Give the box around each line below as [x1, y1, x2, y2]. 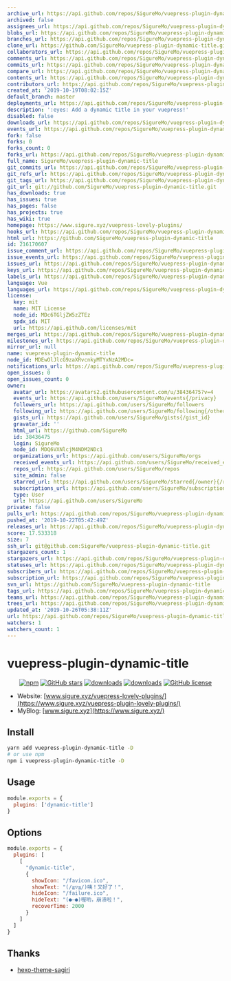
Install [7, 726, 34, 738]
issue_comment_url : [7, 248, 63, 255]
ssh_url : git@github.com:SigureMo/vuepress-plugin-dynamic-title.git [7, 542, 211, 549]
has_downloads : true [7, 190, 67, 197]
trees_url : [7, 600, 38, 607]
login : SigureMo [13, 439, 60, 447]
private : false [7, 504, 51, 511]
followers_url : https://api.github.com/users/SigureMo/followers [13, 402, 205, 408]
